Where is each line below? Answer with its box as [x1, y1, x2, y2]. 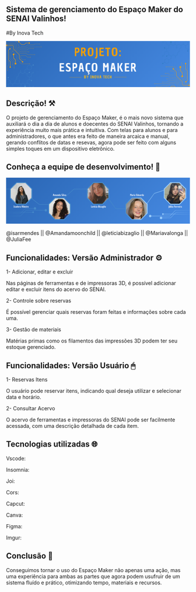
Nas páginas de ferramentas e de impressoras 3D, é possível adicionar [6, 280, 176, 287]
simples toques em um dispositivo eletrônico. [6, 145, 115, 152]
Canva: [6, 511, 23, 518]
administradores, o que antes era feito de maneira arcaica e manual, [6, 133, 170, 140]
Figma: [6, 522, 23, 529]
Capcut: [6, 500, 25, 507]
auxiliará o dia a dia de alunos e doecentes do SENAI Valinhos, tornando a [6, 120, 184, 127]
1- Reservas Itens [6, 376, 48, 383]
